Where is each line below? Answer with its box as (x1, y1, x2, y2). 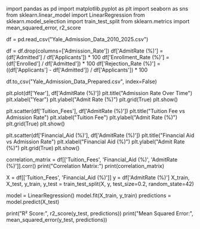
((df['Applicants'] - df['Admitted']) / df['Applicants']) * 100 (6, 66, 148, 74)
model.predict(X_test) (6, 199, 60, 205)
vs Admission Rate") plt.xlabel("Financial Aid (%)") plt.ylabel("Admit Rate (6, 138, 185, 145)
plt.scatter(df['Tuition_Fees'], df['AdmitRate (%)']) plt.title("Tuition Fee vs (6, 108, 185, 114)
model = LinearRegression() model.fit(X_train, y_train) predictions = (6, 192, 171, 199)
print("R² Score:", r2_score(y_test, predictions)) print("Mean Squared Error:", (6, 210, 194, 217)
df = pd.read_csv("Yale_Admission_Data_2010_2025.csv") (6, 36, 149, 42)
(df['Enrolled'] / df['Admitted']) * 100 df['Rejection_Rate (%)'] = (6, 60, 161, 67)
